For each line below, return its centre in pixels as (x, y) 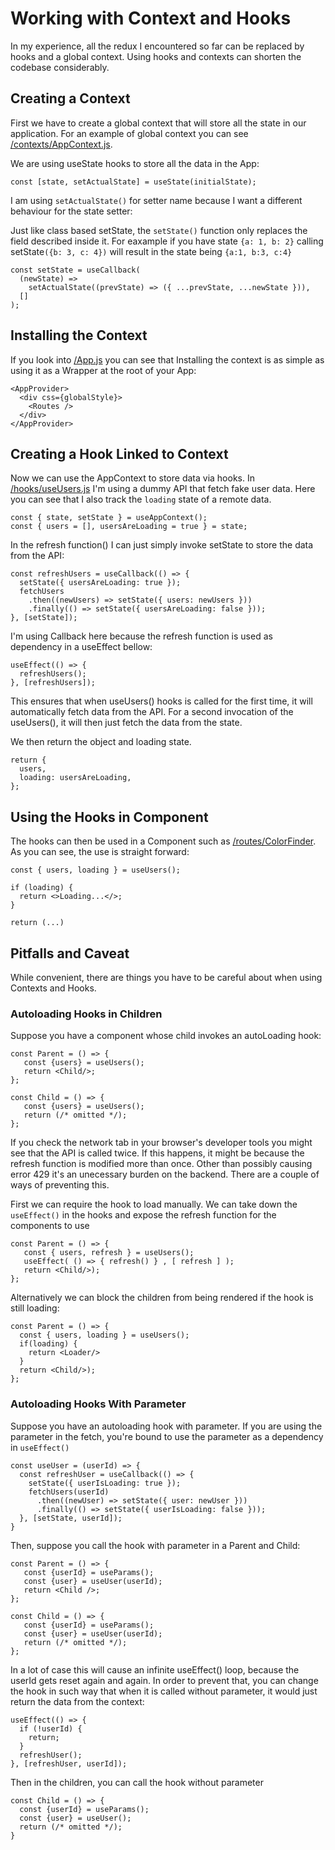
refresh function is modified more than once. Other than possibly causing (161, 1164)
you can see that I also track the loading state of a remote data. (141, 499)
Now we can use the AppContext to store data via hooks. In (132, 478)
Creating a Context (70, 98)
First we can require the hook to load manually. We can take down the (154, 1204)
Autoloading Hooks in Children (86, 1014)
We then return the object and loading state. (101, 742)
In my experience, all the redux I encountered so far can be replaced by (157, 46)
